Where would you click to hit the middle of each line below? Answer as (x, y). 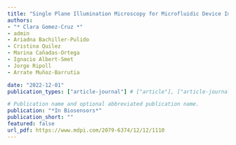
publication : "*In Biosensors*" (54, 111)
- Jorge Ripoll (29, 66)
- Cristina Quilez (34, 46)
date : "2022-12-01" (36, 85)
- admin (19, 33)
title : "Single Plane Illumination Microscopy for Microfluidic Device (114, 14)
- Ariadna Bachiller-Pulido (48, 40)
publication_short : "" (40, 117)
